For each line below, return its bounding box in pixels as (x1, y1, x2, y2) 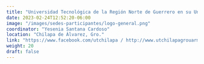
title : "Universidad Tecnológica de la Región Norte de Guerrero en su (6, 9, 191, 15)
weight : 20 (6, 43, 34, 49)
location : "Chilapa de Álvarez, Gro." (6, 32, 104, 38)
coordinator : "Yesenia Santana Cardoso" (6, 26, 110, 32)
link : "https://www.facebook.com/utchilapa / (6, 37, 123, 43)
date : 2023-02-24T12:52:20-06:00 (6, 15, 91, 21)
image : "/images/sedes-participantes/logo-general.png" (6, 20, 151, 26)
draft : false (6, 49, 39, 55)
